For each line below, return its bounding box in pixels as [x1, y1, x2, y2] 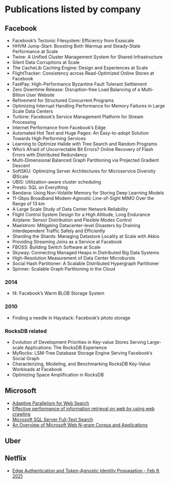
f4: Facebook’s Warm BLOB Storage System [12, 290, 105, 296]
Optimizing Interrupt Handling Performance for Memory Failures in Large [12, 103, 165, 108]
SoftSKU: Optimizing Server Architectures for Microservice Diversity [12, 168, 156, 174]
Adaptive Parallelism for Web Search [12, 400, 89, 406]
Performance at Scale [12, 49, 58, 54]
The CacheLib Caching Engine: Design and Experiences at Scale [12, 65, 149, 71]
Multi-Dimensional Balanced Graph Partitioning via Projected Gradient [12, 157, 159, 163]
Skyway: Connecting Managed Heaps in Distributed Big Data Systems [12, 250, 159, 255]
